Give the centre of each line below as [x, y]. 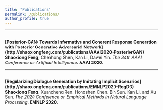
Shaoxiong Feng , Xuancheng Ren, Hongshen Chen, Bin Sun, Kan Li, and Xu [81, 92]
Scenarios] [130, 82]
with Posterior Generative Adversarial [44, 47]
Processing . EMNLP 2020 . [32, 102]
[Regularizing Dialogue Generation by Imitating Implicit [61, 82]
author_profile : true [27, 18]
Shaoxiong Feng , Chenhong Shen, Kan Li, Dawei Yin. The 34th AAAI [73, 57]
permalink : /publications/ [32, 14]
